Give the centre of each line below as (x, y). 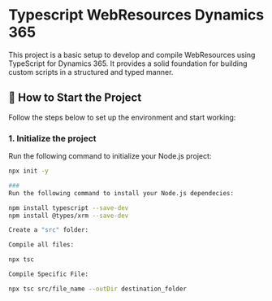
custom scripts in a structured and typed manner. (91, 72)
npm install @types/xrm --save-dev (69, 216)
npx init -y (28, 171)
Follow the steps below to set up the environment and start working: (122, 117)
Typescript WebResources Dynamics (136, 15)
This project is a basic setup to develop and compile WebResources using (132, 55)
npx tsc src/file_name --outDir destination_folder (97, 289)
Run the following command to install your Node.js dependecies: (121, 193)
